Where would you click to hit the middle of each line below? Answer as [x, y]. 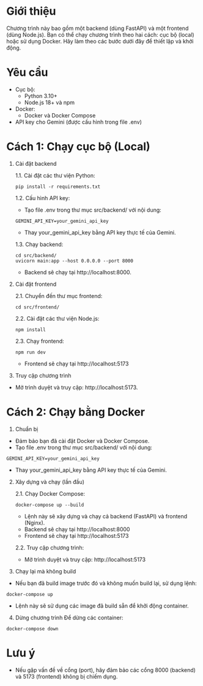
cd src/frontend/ [37, 307]
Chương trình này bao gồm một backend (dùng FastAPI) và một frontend [98, 28]
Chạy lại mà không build [46, 571]
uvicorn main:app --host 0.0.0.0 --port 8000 [74, 261]
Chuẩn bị [27, 429]
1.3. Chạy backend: [39, 244]
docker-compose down [33, 628]
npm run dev [30, 352]
